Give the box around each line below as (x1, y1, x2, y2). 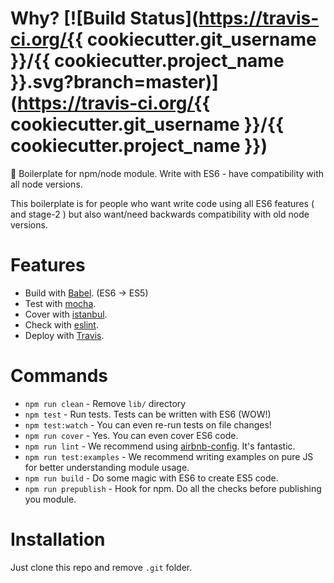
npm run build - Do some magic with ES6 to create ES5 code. (24, 472, 279, 484)
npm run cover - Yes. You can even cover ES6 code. (24, 429, 239, 441)
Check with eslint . (24, 318, 99, 331)
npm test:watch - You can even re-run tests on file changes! (24, 418, 272, 431)
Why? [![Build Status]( (10, 7, 200, 30)
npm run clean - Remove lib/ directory (24, 397, 187, 409)
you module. (24, 493, 77, 505)
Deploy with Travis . (24, 329, 105, 341)
